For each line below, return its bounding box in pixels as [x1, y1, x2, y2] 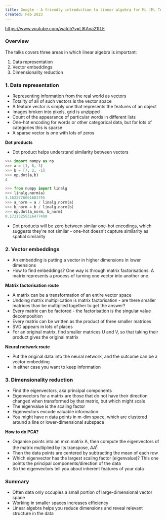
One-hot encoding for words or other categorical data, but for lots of [12, 120, 152, 126]
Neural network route [5, 343, 50, 350]
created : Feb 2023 [5, 12, 43, 17]
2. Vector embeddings [5, 246, 60, 253]
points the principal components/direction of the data [12, 460, 121, 466]
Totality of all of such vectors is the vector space [12, 98, 112, 104]
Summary [5, 478, 30, 485]
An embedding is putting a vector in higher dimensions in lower [12, 257, 141, 263]
